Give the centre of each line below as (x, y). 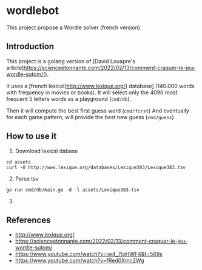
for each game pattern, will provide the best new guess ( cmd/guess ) (90, 117)
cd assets (19, 162)
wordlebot (33, 11)
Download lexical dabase (46, 151)
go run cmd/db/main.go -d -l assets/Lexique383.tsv (73, 190)
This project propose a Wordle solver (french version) (73, 27)
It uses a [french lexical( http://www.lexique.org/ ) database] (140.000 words (101, 86)
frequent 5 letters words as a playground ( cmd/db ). (69, 99)
